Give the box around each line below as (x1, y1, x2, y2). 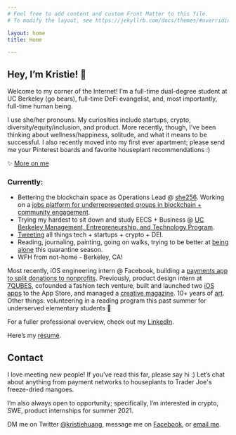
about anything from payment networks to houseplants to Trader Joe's (7, 378, 212, 386)
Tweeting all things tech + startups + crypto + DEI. (17, 230, 164, 239)
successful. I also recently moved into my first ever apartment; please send (7, 138, 225, 146)
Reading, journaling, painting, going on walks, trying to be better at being (17, 238, 229, 246)
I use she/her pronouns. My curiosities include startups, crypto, (7, 115, 191, 124)
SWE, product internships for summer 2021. (7, 406, 134, 415)
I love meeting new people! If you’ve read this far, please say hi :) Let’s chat (7, 370, 225, 379)
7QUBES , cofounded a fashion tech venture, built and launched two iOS (7, 282, 215, 290)
